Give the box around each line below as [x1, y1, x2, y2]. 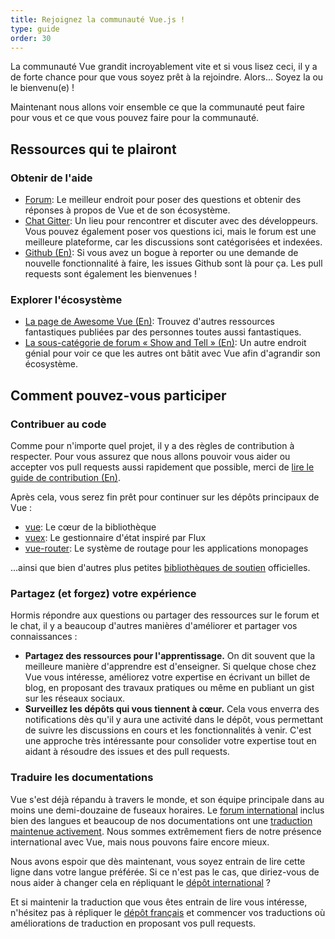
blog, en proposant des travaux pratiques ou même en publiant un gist [24, 682, 315, 694]
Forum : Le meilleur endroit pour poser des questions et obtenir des [24, 194, 302, 206]
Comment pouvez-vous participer [10, 387, 227, 404]
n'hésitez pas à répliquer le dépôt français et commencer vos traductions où [10, 906, 326, 918]
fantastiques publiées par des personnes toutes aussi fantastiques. [24, 326, 302, 338]
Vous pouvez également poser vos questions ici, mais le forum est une [24, 226, 317, 238]
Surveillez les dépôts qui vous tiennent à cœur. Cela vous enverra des [24, 703, 320, 715]
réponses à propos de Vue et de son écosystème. [24, 204, 231, 216]
